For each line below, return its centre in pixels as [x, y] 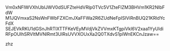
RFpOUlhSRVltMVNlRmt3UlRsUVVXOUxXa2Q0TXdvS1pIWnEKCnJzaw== [82, 34]
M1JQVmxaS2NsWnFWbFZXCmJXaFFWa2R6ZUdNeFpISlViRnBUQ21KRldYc [85, 18]
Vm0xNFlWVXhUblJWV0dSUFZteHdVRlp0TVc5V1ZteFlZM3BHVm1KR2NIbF [85, 7]
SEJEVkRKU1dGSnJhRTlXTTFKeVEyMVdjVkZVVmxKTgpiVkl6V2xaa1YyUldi [84, 29]
